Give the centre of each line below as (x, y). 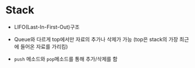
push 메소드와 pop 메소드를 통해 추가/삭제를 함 (66, 59)
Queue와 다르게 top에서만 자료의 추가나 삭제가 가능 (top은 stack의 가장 (96, 39)
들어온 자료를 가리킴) (44, 46)
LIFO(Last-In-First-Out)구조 (47, 27)
